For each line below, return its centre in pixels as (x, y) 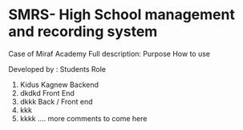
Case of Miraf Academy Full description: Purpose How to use (109, 53)
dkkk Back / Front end (57, 101)
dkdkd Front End (47, 93)
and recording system (83, 32)
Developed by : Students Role (57, 69)
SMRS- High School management (121, 15)
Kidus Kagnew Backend (59, 85)
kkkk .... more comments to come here (83, 118)
